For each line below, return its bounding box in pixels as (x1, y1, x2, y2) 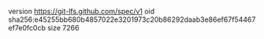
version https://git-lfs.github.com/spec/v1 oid (8, 7, 155, 16)
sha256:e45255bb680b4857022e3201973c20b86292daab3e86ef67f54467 (8, 15, 256, 24)
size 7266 (46, 23, 80, 32)
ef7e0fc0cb (8, 23, 46, 32)
